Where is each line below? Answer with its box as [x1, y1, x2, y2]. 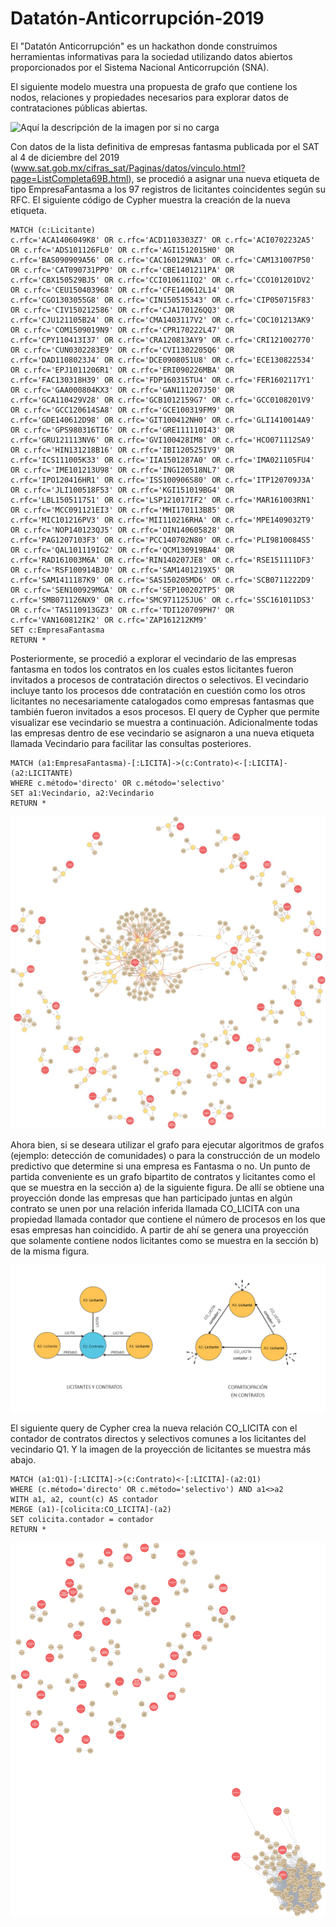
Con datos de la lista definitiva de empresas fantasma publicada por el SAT [10, 140, 320, 152]
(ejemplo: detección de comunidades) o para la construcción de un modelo [10, 1150, 321, 1161]
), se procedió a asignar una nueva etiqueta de [128, 172, 320, 184]
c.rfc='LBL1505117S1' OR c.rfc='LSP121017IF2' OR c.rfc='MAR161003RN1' [10, 495, 315, 505]
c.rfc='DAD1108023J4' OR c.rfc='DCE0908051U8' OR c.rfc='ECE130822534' [10, 355, 315, 365]
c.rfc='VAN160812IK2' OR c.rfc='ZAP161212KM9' [10, 615, 208, 625]
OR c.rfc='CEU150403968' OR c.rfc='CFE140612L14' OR [10, 285, 235, 295]
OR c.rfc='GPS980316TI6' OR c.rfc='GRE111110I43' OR [10, 425, 235, 435]
